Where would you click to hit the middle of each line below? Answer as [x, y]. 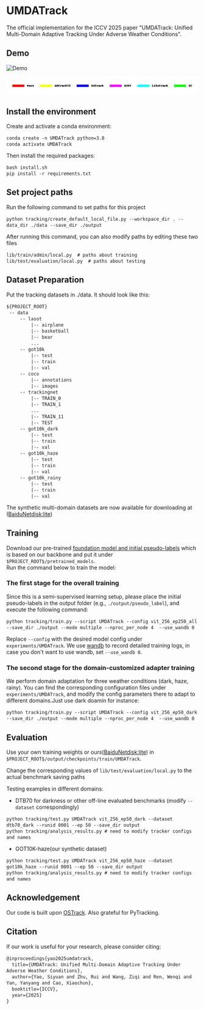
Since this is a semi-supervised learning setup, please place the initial [94, 596]
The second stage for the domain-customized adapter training [100, 668]
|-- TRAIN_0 [46, 398]
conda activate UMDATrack [39, 144]
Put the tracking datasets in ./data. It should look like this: [78, 295]
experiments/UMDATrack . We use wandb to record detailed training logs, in [98, 645]
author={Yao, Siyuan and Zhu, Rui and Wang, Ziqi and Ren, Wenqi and [102, 977]
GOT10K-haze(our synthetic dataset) [61, 849]
